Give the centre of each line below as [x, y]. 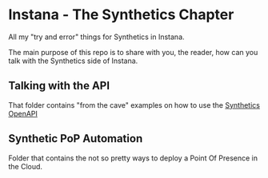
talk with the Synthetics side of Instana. [73, 61]
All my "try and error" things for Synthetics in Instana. [97, 37]
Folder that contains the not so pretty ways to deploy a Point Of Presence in [133, 158]
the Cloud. [25, 166]
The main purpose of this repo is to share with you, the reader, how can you [133, 52]
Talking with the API [59, 86]
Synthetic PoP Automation [76, 138]
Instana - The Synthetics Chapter [121, 15]
